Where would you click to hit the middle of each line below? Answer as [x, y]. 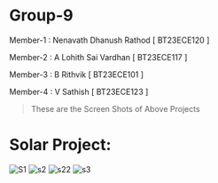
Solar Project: [60, 145]
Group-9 [41, 16]
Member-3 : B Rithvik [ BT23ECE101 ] [77, 74]
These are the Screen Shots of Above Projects [116, 108]
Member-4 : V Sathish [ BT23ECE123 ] [79, 91]
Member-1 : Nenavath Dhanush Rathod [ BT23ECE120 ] [109, 40]
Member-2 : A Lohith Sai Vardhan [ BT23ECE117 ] [98, 57]
